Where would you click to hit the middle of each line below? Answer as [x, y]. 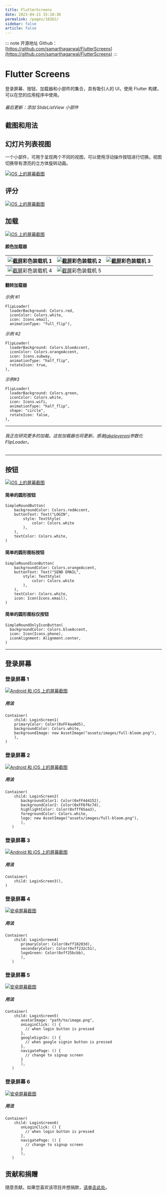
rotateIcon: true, [29, 365]
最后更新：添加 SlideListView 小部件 [42, 107]
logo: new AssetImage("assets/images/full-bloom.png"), [80, 818]
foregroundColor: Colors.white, [54, 814]
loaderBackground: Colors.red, [42, 311]
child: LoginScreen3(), [39, 881]
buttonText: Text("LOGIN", [42, 514]
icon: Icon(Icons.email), [41, 598]
